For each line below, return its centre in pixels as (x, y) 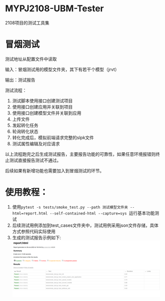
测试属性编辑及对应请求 (36, 143)
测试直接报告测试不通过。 (35, 160)
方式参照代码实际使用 (34, 231)
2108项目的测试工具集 (27, 23)
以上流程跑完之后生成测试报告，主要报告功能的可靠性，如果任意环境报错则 (80, 154)
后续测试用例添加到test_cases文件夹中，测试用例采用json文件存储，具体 (85, 225)
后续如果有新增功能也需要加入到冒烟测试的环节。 (55, 170)
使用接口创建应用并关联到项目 (42, 107)
